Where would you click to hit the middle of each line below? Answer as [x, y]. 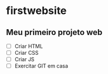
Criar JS [24, 59]
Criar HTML [28, 46]
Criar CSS [27, 53]
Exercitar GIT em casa [41, 66]
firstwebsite [36, 11]
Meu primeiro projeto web [54, 32]
